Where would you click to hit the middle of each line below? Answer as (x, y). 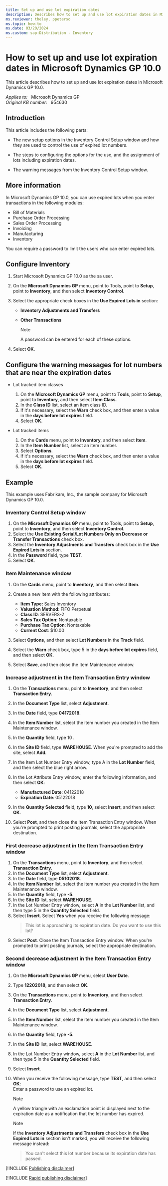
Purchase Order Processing (41, 218)
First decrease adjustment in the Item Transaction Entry (75, 845)
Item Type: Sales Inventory (48, 604)
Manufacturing (28, 234)
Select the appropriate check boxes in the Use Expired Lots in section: (85, 301)
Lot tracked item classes (38, 385)
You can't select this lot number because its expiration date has (90, 1154)
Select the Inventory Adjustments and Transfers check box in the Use (86, 545)
